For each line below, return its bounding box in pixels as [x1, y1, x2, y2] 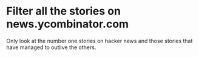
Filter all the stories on [6, 4, 121, 18]
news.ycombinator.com [6, 17, 129, 31]
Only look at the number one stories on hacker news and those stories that [6, 37, 193, 44]
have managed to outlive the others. [6, 44, 96, 51]
